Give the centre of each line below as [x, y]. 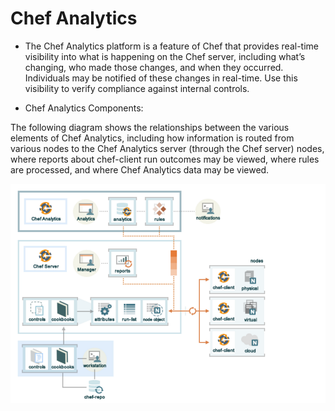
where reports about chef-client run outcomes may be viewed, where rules [165, 159]
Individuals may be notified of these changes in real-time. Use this [161, 78]
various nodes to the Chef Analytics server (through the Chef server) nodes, [167, 148]
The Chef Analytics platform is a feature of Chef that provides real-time [171, 46]
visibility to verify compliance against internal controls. [137, 88]
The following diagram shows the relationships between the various [150, 127]
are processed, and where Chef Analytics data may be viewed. [140, 169]
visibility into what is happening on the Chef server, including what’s [165, 56]
